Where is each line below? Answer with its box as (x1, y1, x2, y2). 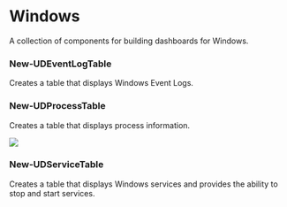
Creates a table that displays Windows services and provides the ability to (9, 179, 278, 189)
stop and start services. (9, 188, 95, 198)
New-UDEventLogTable (9, 57, 112, 70)
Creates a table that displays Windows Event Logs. (9, 78, 194, 88)
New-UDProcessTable (9, 100, 106, 112)
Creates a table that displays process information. (9, 119, 191, 130)
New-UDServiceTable (9, 158, 104, 171)
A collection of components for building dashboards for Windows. (9, 35, 249, 46)
